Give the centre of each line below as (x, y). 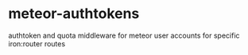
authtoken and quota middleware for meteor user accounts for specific (124, 35)
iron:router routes (37, 43)
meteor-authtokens (74, 14)
